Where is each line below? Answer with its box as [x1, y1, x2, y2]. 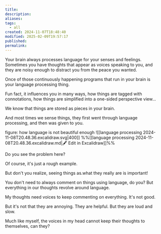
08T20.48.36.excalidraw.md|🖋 [5, 140, 67, 146]
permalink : [5, 43, 27, 48]
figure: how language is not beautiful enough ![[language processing [5, 129, 142, 135]
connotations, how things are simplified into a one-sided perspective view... [5, 96, 156, 102]
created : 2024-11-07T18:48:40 [5, 30, 66, 34]
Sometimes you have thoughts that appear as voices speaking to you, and [5, 62, 153, 67]
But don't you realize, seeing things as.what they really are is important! [5, 170, 148, 176]
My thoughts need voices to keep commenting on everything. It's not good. [5, 194, 156, 200]
